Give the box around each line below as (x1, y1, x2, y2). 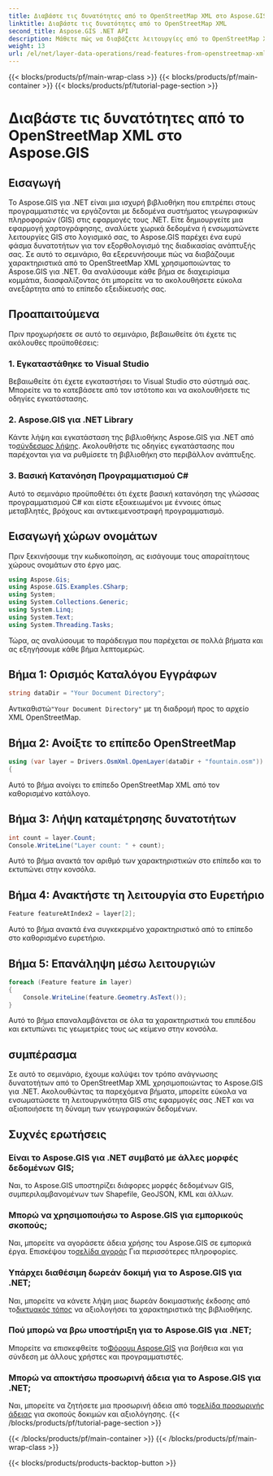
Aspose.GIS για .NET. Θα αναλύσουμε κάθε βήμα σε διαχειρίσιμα (8, 267, 230, 276)
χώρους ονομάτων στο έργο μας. (8, 559, 122, 569)
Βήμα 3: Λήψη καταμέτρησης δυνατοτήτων (8, 812, 237, 826)
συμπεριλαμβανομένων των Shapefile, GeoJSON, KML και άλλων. (8, 1189, 234, 1199)
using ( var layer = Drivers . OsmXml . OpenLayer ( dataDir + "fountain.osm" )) (8, 758, 264, 766)
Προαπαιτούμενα (8, 307, 100, 321)
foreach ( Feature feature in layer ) (8, 977, 132, 986)
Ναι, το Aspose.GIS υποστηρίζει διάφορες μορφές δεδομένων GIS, (8, 1180, 234, 1190)
